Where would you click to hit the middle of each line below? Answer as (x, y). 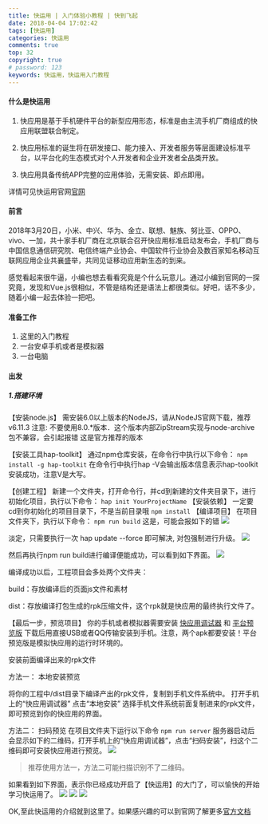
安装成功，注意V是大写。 (49, 474)
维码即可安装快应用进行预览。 (57, 750)
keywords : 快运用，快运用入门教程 (59, 75)
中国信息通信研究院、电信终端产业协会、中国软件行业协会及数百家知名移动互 (134, 250)
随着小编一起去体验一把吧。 (54, 298)
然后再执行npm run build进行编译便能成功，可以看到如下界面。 (112, 554)
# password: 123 (35, 68)
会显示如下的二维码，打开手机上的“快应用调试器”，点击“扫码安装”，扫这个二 (133, 740)
